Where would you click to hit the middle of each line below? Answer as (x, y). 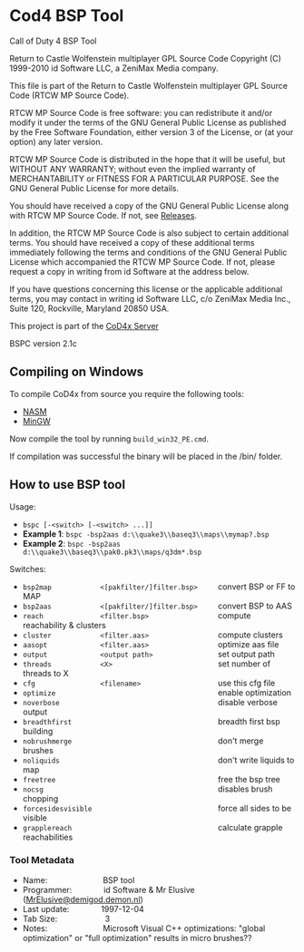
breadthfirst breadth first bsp (152, 721)
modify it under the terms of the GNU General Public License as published (148, 122)
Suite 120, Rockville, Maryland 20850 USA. (89, 308)
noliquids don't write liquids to (158, 760)
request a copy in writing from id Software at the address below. (129, 271)
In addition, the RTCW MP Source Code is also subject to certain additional (149, 233)
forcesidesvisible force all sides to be (157, 808)
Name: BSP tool (78, 879)
